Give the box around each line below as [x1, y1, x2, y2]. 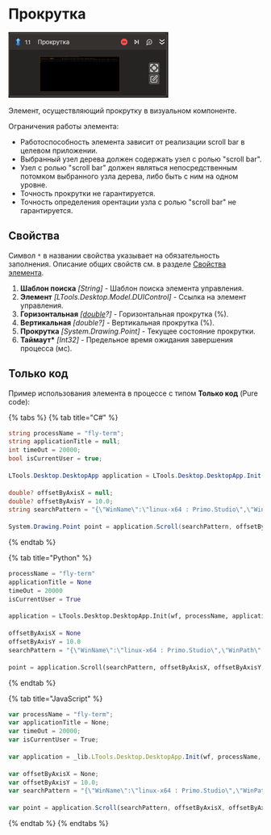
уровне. [19, 179, 48, 190]
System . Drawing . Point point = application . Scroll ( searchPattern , [8, 522, 232, 531]
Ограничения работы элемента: [8, 121, 119, 131]
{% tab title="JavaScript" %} [8, 694, 103, 703]
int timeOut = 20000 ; [8, 446, 81, 455]
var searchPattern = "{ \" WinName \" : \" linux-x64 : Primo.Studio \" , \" [8, 787, 244, 795]
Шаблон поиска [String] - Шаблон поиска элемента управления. [19, 283, 244, 293]
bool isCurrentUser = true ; [8, 455, 103, 463]
